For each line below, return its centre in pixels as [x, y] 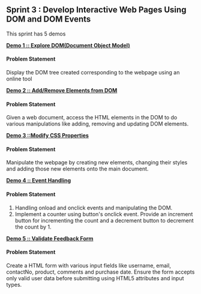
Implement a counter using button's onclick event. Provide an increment [104, 214]
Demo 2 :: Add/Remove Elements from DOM [62, 91]
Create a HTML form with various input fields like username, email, [88, 265]
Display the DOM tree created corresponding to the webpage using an [93, 73]
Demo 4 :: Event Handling [38, 181]
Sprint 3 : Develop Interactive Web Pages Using [96, 10]
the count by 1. [33, 227]
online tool [19, 79]
